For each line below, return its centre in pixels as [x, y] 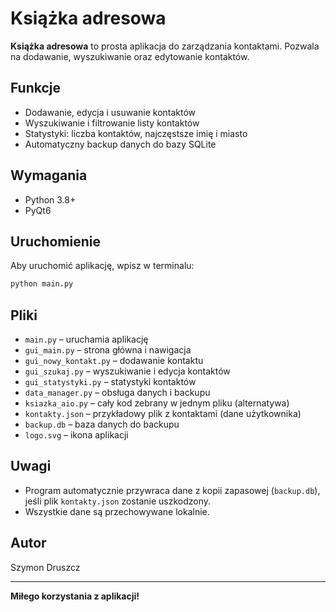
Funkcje [36, 88]
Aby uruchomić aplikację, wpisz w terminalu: [102, 266]
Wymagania [49, 175]
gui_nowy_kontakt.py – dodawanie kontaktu [114, 361]
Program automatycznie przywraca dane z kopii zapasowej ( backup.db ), [172, 490]
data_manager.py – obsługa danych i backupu [117, 393]
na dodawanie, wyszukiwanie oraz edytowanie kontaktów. [130, 56]
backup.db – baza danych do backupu [102, 424]
